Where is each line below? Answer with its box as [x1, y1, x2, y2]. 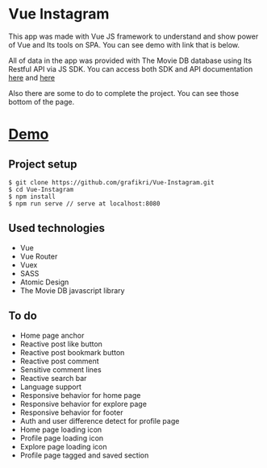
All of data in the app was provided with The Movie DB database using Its [8, 56, 252, 65]
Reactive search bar [19, 373, 87, 383]
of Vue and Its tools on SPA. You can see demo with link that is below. [8, 39, 240, 49]
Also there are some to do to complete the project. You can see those [8, 88, 240, 97]
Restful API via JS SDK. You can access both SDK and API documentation [8, 64, 253, 73]
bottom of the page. [8, 97, 75, 106]
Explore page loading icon [19, 441, 107, 451]
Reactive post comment [19, 356, 99, 366]
